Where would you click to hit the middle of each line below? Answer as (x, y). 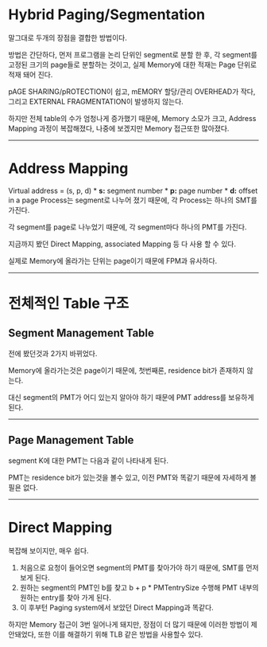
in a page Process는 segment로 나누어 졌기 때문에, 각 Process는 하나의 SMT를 (133, 200)
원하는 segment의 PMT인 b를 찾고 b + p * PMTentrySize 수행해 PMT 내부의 (139, 587)
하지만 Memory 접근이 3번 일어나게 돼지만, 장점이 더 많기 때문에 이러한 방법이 (129, 624)
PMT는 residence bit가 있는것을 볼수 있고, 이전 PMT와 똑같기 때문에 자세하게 (128, 477)
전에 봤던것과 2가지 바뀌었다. (53, 353)
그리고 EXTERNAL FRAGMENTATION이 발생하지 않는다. (96, 101)
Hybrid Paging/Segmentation (106, 15)
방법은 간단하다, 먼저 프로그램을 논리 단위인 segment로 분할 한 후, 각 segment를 (133, 54)
